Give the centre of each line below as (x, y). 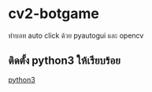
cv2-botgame (54, 14)
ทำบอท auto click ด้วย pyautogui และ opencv (76, 35)
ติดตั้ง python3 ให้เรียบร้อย (64, 61)
